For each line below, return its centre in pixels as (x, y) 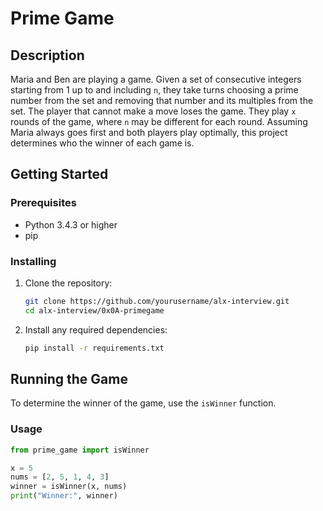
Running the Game (69, 379)
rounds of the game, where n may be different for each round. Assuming (159, 121)
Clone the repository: (68, 283)
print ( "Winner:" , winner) (64, 496)
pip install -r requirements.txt (94, 348)
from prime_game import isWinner (80, 450)
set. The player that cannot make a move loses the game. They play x (153, 111)
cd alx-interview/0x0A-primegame (94, 310)
